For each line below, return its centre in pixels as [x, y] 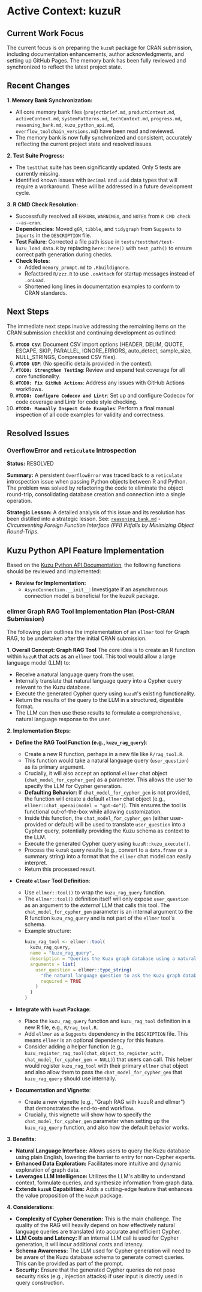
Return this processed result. [60, 869]
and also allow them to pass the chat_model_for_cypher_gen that [103, 1072]
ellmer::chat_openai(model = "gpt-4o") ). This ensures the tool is [105, 805]
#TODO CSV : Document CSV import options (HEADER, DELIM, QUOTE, [100, 344]
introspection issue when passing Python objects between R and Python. [97, 482]
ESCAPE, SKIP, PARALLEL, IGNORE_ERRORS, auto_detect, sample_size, [104, 351]
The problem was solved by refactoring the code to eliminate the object [95, 488]
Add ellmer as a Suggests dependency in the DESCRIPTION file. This [106, 1034]
